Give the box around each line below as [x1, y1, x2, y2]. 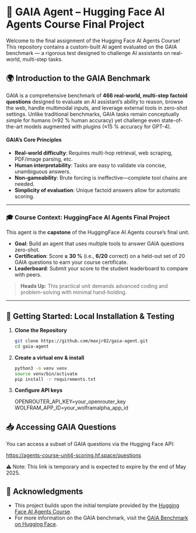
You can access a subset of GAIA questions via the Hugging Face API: [6, 441, 175, 448]
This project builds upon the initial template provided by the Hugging [14, 502, 180, 509]
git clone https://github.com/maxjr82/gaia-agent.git [14, 338, 148, 344]
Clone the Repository [14, 327, 67, 334]
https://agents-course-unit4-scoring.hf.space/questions [6, 452, 142, 459]
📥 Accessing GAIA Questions [6, 422, 117, 432]
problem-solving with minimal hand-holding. [20, 289, 127, 296]
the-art [6, 123, 23, 130]
